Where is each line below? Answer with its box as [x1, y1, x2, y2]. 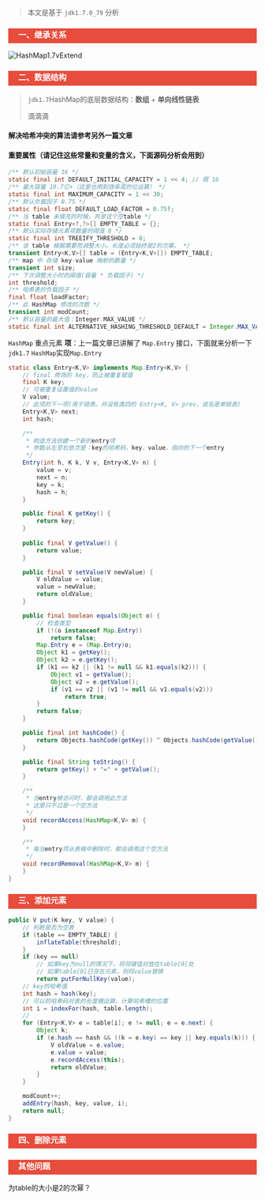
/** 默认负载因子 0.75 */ [8, 198, 87, 206]
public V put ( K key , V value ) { [8, 916, 114, 924]
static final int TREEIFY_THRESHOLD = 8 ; [8, 235, 147, 243]
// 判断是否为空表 [22, 923, 75, 931]
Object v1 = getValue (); [50, 670, 132, 678]
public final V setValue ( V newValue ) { [22, 568, 154, 576]
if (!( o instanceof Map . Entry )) [36, 626, 144, 635]
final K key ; [22, 379, 65, 387]
